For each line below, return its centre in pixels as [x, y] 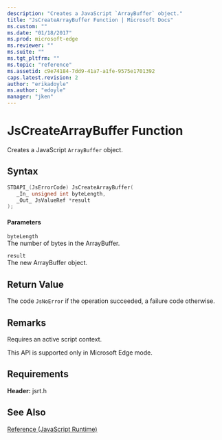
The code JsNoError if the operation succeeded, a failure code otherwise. [111, 301]
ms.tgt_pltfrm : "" [33, 59]
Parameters [24, 222]
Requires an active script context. [55, 339]
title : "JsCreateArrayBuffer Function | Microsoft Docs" [90, 20]
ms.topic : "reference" [40, 65]
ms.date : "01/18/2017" [40, 33]
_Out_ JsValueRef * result [53, 200]
